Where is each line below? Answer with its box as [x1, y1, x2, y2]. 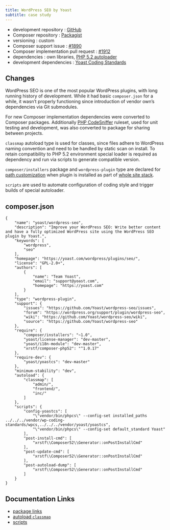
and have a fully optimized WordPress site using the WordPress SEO [5, 229, 154, 234]
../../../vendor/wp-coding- [5, 418, 65, 423]
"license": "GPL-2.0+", [14, 261, 65, 266]
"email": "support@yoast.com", [32, 279, 100, 284]
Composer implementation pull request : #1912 [12, 48, 111, 54]
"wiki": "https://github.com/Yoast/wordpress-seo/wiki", [23, 315, 147, 320]
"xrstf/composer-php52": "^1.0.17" [23, 346, 100, 351]
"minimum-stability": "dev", [14, 368, 77, 374]
